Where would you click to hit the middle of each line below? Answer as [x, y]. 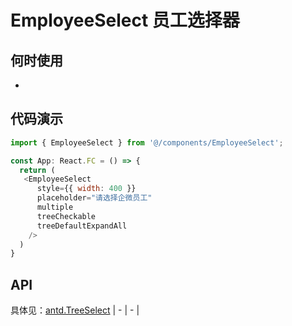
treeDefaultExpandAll [82, 226]
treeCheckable [66, 216]
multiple [55, 207]
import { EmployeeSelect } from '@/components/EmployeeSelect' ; [147, 142]
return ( [37, 170]
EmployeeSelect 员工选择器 [125, 20]
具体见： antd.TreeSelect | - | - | [75, 310]
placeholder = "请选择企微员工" [94, 198]
